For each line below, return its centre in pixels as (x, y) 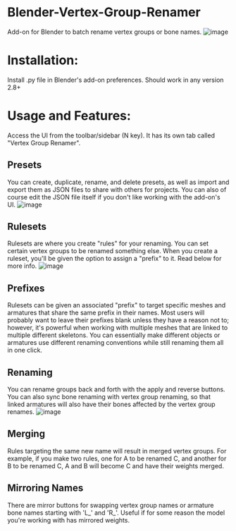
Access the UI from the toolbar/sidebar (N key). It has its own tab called (111, 135)
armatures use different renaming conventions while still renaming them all (116, 343)
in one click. (25, 350)
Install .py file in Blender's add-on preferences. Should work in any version (116, 80)
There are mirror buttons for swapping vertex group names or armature (111, 505)
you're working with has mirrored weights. (69, 520)
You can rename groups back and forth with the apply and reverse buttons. (116, 389)
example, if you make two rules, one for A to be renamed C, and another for (117, 458)
